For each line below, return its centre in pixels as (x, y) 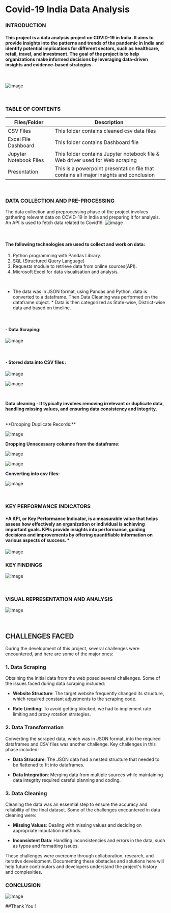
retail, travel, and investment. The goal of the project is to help (72, 54)
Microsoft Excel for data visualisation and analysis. (66, 272)
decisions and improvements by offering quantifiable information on (79, 535)
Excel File (19, 139)
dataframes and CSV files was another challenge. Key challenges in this (81, 744)
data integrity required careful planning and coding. (67, 780)
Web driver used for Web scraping (96, 160)
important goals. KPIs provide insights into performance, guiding (76, 530)
